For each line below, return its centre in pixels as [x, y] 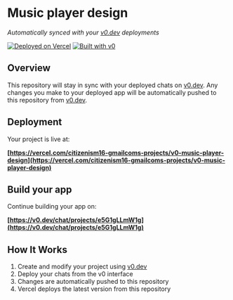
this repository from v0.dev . [47, 100]
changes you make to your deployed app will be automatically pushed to [112, 92]
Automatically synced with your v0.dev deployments [83, 32]
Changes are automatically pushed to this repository [93, 282]
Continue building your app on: [52, 207]
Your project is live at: [39, 139]
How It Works [38, 250]
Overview [29, 68]
